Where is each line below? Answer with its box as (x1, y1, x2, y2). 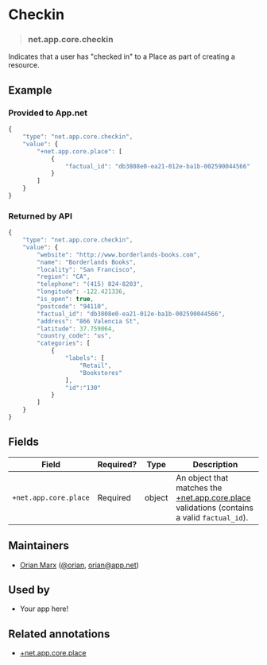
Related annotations (8, 627, 110, 640)
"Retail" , (79, 361, 112, 369)
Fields (8, 435, 40, 449)
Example (8, 83, 52, 97)
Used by (8, 582, 50, 597)
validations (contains (176, 502, 254, 513)
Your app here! (19, 604, 69, 613)
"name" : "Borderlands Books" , (37, 258, 137, 266)
